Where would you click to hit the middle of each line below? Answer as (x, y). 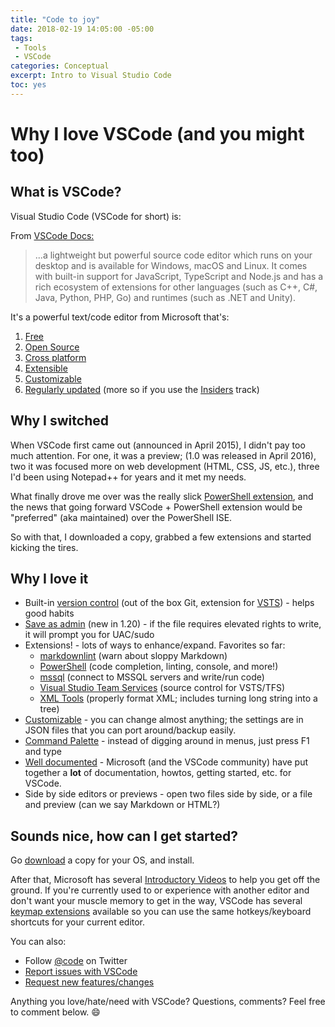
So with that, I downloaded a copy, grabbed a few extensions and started (161, 537)
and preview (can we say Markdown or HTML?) (122, 805)
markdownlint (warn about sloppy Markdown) (133, 656)
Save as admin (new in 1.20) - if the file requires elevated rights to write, (173, 624)
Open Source (52, 347)
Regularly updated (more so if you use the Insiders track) (142, 389)
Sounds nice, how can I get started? (124, 836)
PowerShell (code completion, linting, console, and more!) (159, 667)
